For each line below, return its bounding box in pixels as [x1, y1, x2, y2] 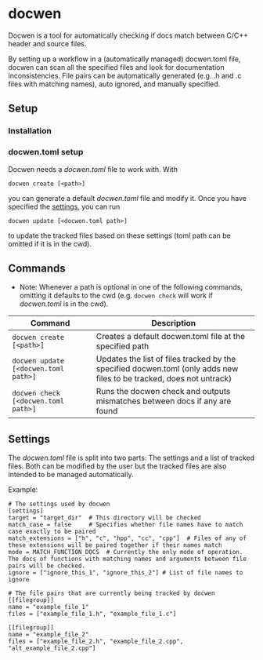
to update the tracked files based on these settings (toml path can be [8, 231, 231, 240]
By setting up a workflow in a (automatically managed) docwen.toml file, [8, 54, 241, 64]
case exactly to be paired [8, 527, 96, 536]
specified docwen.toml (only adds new [95, 363, 239, 374]
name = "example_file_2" [8, 631, 89, 639]
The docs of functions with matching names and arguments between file [8, 555, 247, 563]
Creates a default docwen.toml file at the [95, 331, 245, 342]
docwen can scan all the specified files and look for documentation [8, 62, 225, 71]
